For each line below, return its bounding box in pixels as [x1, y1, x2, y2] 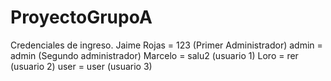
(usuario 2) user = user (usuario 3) [10, 60, 153, 72]
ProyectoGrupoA [10, 6, 153, 29]
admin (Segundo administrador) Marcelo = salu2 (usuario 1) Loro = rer [10, 49, 299, 61]
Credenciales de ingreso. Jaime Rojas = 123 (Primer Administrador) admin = [10, 39, 323, 51]
